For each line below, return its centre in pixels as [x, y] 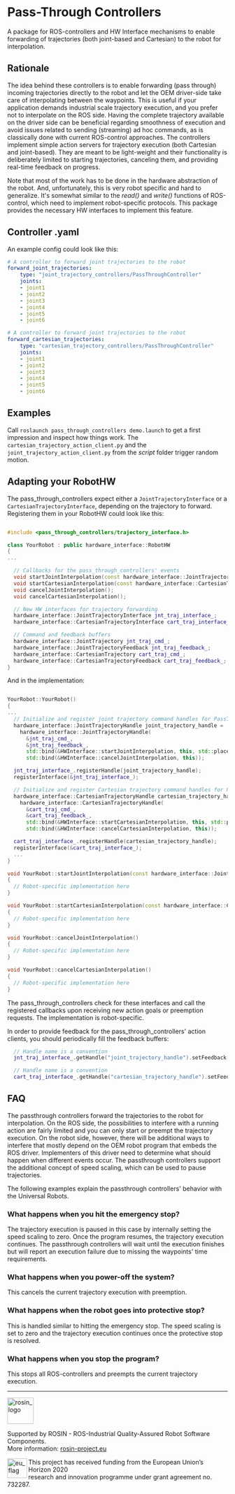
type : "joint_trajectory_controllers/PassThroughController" [111, 275]
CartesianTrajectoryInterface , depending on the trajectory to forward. [110, 506]
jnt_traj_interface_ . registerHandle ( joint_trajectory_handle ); [107, 771]
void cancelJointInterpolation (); [64, 590]
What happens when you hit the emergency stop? [94, 1214]
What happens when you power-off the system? [91, 1277]
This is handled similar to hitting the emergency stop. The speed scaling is [114, 1326]
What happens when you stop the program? [83, 1358]
